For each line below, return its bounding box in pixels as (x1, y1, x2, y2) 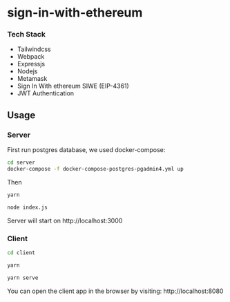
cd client (7, 249, 36, 256)
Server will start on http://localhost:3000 (7, 216, 123, 225)
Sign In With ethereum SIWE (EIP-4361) (17, 82, 129, 91)
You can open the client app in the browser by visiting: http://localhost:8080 (7, 287, 224, 295)
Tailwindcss (17, 45, 51, 53)
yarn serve (7, 274, 39, 281)
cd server (7, 159, 36, 167)
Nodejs (17, 67, 38, 75)
